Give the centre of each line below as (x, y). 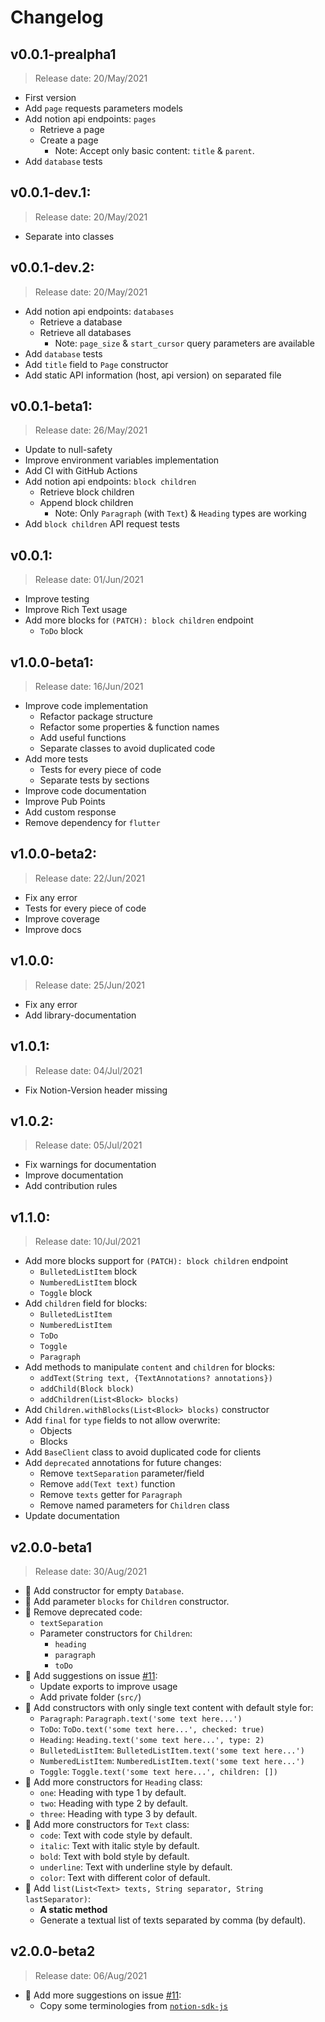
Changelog (57, 17)
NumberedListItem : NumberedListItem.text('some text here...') (172, 1760)
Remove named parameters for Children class (134, 1505)
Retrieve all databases (85, 332)
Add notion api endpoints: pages (90, 119)
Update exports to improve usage (108, 1686)
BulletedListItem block (88, 1272)
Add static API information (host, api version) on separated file (153, 375)
